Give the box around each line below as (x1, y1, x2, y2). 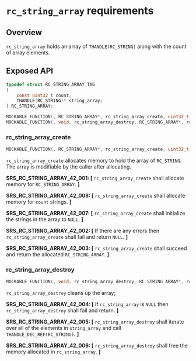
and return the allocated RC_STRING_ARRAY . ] (6, 251, 110, 258)
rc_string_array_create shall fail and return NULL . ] (6, 233, 128, 240)
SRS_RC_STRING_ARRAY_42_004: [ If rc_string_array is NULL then (6, 301, 169, 308)
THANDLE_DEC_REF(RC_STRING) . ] (6, 331, 79, 338)
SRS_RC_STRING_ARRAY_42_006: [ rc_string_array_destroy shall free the (6, 342, 188, 349)
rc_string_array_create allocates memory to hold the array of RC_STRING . (6, 157, 182, 164)
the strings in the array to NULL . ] (6, 216, 83, 223)
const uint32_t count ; (16, 92, 72, 98)
